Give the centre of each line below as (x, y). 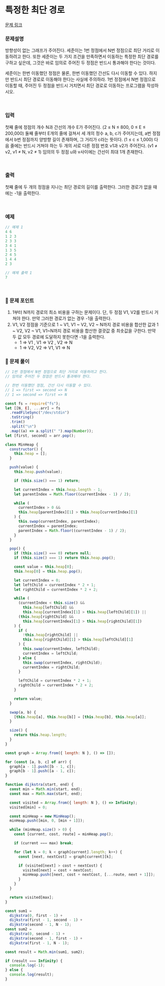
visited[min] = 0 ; (29, 807)
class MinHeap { (22, 445)
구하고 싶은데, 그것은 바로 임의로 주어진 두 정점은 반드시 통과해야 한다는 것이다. (81, 63)
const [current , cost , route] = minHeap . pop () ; (64, 834)
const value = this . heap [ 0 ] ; (44, 567)
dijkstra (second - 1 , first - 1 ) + (46, 938)
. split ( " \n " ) (23, 427)
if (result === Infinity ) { (34, 961)
